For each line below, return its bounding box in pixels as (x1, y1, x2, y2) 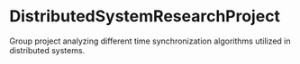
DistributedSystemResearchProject (9, 6, 281, 27)
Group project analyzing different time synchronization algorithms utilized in (9, 36, 291, 46)
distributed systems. (9, 44, 86, 55)
